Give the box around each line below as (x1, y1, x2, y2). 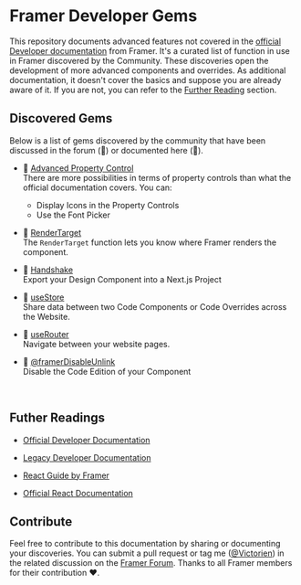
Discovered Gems (9, 111, 113, 126)
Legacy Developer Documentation (22, 452, 151, 463)
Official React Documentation (22, 487, 134, 498)
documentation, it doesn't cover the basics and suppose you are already (9, 74, 282, 85)
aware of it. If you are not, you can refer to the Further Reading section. (9, 84, 277, 95)
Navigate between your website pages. (22, 338, 171, 349)
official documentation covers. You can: (22, 182, 172, 193)
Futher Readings (9, 410, 106, 426)
